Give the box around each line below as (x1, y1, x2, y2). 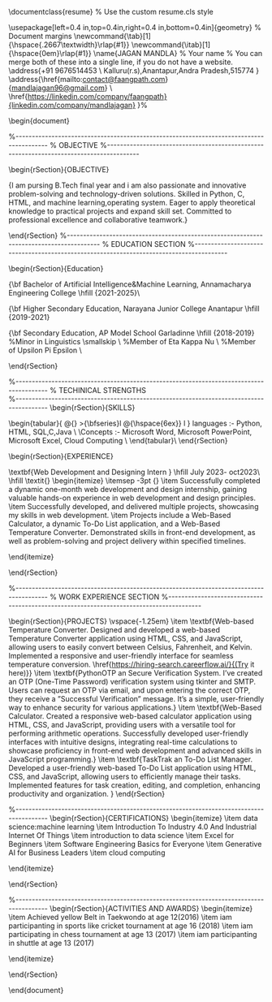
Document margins (8, 32, 72, 41)
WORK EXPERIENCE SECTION (58, 592, 160, 602)
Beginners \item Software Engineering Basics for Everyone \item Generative (8, 840, 262, 849)
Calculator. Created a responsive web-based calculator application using (8, 711, 253, 721)
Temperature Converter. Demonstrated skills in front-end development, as (8, 528, 256, 537)
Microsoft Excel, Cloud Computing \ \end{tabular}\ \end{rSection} (8, 436, 228, 445)
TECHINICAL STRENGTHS (58, 386, 146, 395)
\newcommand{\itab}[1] (131, 40, 211, 50)
